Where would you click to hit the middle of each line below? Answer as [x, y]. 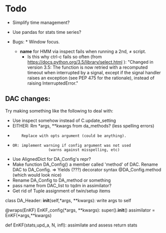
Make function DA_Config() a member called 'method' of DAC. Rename [85, 164]
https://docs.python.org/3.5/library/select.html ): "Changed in [90, 62]
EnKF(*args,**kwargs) [28, 215]
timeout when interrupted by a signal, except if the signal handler [94, 72]
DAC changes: [28, 99]
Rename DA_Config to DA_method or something [62, 180]
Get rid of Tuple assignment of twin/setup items [61, 191]
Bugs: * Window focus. [36, 42]
